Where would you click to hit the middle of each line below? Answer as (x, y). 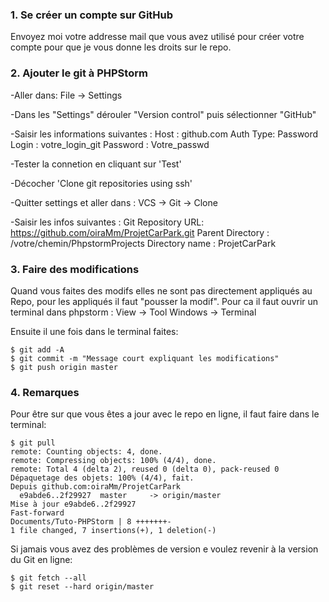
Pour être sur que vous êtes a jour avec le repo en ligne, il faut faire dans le (165, 414)
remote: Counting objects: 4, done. (86, 452)
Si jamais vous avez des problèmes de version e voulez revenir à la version (164, 549)
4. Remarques (45, 392)
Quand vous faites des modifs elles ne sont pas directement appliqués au (161, 290)
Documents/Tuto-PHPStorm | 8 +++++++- (91, 522)
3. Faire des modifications (75, 269)
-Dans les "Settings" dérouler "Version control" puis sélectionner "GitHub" (163, 114)
